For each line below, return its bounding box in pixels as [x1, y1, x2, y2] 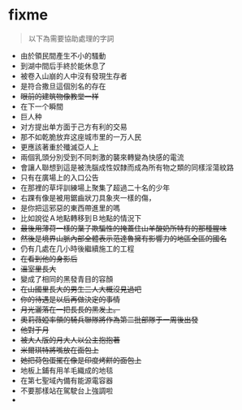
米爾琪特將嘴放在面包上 [19, 345, 99, 355]
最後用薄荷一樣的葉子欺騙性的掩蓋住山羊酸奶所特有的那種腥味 [19, 223, 227, 233]
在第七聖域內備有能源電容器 [19, 375, 114, 385]
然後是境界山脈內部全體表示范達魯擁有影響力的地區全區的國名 [19, 233, 227, 243]
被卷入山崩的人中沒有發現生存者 [19, 71, 127, 80]
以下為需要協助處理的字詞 [28, 33, 115, 43]
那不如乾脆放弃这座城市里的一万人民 [19, 132, 142, 141]
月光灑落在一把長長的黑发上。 [19, 304, 120, 314]
